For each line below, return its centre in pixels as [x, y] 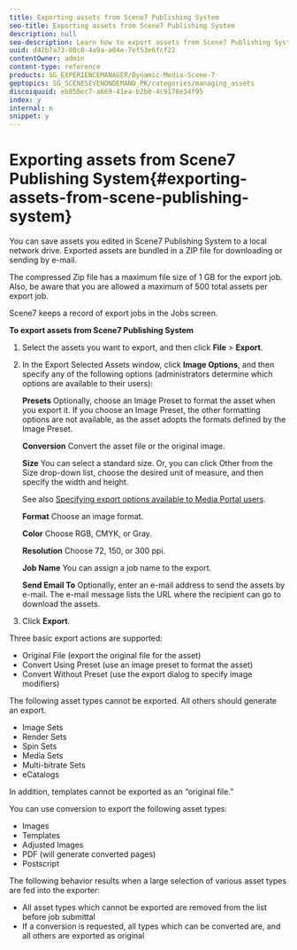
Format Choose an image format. [83, 517]
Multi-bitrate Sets [53, 765]
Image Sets [42, 728]
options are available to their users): [87, 384]
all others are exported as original [83, 936]
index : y [25, 100]
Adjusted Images [53, 845]
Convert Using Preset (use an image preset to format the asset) [137, 665]
